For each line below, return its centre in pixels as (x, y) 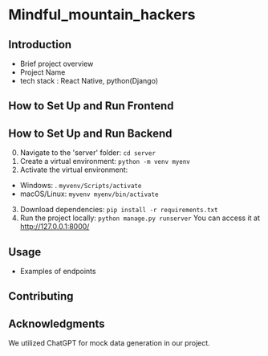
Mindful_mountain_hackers (102, 15)
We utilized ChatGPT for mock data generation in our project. (109, 343)
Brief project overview (57, 63)
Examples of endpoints (58, 272)
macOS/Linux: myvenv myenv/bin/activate (89, 194)
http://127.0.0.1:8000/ (55, 227)
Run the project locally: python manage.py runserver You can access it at (140, 218)
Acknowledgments (57, 323)
